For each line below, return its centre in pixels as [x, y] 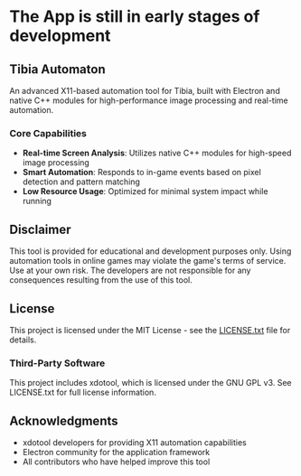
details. [23, 340]
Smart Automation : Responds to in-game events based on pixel [142, 173]
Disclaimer [40, 229]
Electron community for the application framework [116, 453]
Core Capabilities [48, 133]
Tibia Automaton [57, 69]
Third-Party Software [57, 363]
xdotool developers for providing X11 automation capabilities [134, 443]
